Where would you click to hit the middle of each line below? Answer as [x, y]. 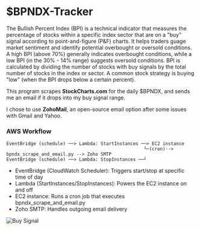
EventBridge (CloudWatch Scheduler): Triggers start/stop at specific [100, 171]
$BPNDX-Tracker [50, 12]
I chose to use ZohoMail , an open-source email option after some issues [96, 109]
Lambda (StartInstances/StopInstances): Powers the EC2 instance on [101, 184]
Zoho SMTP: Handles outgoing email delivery [71, 209]
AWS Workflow [29, 131]
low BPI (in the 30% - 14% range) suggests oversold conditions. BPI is [93, 60]
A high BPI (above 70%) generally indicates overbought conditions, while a [99, 54]
